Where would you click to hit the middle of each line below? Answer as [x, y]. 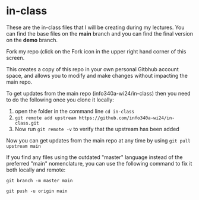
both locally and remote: [36, 170]
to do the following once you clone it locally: [60, 100]
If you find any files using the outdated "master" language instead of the [94, 157]
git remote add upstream [45, 118]
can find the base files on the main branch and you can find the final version [100, 33]
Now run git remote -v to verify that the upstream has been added [97, 129]
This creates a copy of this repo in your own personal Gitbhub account [93, 69]
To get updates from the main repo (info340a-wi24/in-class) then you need [99, 93]
